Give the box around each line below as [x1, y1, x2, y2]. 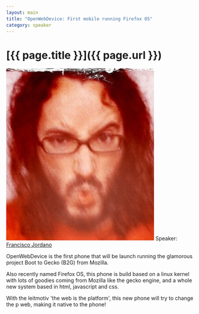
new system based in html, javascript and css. [6, 283, 119, 290]
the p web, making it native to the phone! [6, 301, 106, 308]
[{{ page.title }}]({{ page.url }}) [6, 48, 162, 62]
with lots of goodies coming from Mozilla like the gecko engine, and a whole [6, 277, 192, 284]
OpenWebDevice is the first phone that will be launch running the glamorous [6, 253, 193, 260]
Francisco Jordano [6, 241, 52, 249]
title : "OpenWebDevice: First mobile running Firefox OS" [6, 15, 153, 22]
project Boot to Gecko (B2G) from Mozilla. [6, 259, 109, 267]
